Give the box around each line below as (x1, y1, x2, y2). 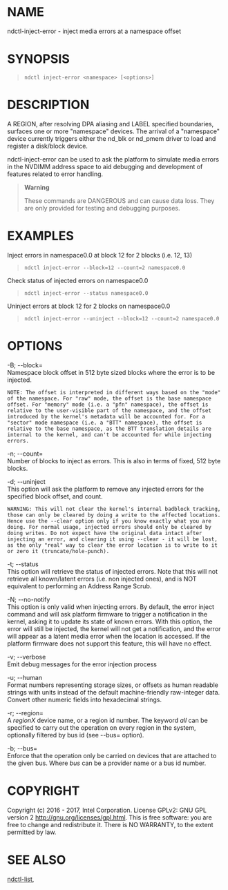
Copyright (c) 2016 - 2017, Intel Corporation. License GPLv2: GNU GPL (7, 806, 207, 814)
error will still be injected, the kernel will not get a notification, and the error (7, 624, 221, 632)
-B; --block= (7, 360, 43, 369)
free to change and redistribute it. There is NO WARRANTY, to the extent (7, 820, 213, 829)
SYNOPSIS (7, 51, 70, 67)
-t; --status (7, 560, 39, 568)
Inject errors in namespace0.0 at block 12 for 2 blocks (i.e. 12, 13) (7, 251, 193, 259)
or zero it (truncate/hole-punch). (7, 548, 110, 554)
